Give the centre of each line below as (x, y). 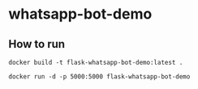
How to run (37, 44)
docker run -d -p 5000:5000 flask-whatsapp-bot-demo (99, 77)
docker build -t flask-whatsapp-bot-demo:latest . (96, 62)
